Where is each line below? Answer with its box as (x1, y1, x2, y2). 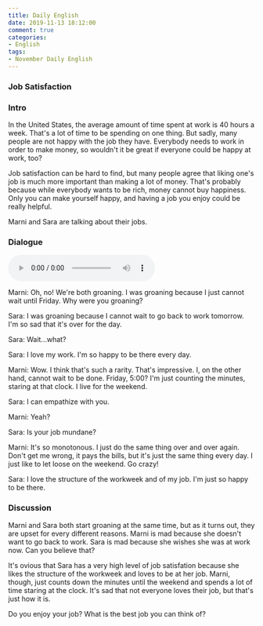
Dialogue (8, 237, 43, 248)
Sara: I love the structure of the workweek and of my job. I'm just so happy (8, 475, 249, 484)
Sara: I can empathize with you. (8, 397, 110, 406)
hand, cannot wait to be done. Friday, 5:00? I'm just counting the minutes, (8, 373, 246, 383)
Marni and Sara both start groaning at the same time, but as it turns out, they (8, 520, 255, 530)
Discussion (8, 503, 52, 514)
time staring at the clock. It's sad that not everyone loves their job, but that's (8, 585, 254, 595)
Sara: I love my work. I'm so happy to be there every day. (8, 350, 192, 359)
